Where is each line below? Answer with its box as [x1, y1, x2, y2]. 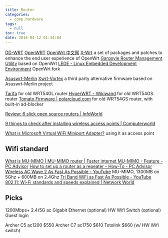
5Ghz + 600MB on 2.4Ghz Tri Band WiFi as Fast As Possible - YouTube [5, 173, 151, 180]
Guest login [5, 212, 29, 218]
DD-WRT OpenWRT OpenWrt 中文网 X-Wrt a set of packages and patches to [5, 49, 162, 55]
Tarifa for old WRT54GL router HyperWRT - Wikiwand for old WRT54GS [5, 90, 153, 96]
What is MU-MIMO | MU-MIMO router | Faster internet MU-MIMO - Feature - [5, 158, 163, 164]
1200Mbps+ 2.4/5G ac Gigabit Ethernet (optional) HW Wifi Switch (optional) [5, 207, 161, 213]
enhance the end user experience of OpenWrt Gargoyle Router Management [5, 55, 162, 61]
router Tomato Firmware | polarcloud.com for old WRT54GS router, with [5, 95, 153, 101]
